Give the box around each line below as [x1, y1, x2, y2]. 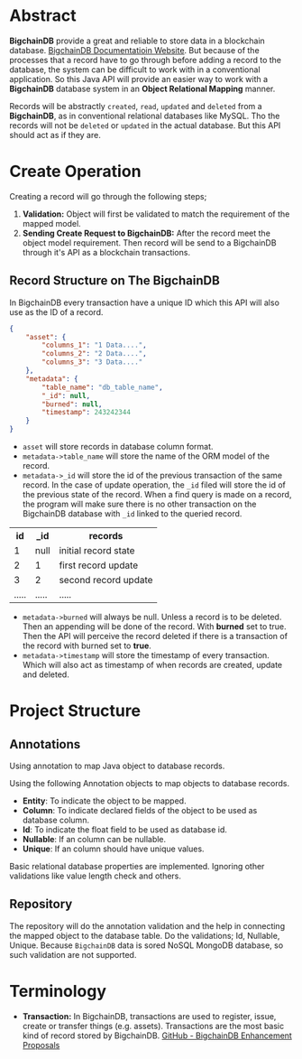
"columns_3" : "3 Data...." [41, 358, 143, 367]
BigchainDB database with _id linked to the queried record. [22, 508, 243, 519]
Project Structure [9, 701, 142, 721]
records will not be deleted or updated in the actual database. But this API [9, 119, 281, 131]
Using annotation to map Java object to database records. [9, 760, 225, 772]
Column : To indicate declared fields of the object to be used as [22, 805, 258, 816]
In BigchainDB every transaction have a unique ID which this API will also [9, 297, 279, 308]
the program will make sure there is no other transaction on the [22, 498, 257, 510]
